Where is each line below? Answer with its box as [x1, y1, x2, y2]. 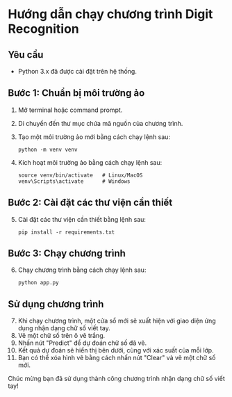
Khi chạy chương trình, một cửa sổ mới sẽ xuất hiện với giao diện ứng [17, 316, 216, 325]
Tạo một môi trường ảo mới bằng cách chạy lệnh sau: [17, 132, 171, 141]
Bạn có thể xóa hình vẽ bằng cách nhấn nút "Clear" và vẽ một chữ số [17, 354, 216, 362]
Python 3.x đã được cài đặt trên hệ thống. [17, 67, 138, 75]
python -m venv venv [17, 146, 78, 153]
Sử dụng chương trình [8, 298, 104, 310]
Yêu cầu [8, 49, 44, 60]
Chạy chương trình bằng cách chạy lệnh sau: [17, 266, 147, 274]
